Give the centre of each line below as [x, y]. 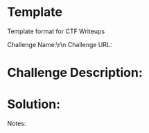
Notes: [17, 124]
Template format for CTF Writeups [56, 31]
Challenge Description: [75, 73]
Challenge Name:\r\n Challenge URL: [60, 44]
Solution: [34, 104]
